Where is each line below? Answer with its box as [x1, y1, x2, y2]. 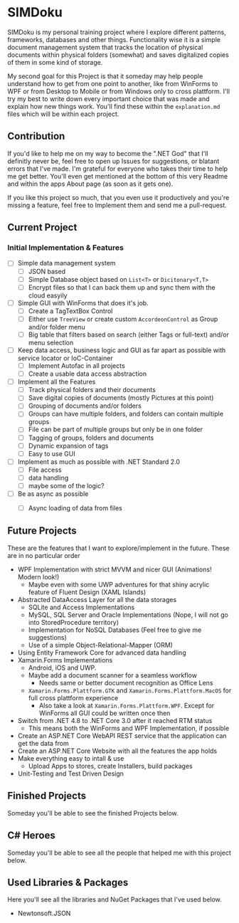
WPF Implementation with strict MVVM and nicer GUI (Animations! [17, 565, 212, 574]
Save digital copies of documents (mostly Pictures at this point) [28, 394, 214, 402]
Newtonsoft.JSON [17, 909, 71, 918]
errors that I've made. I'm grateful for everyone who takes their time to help [7, 164, 228, 173]
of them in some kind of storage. [7, 58, 103, 66]
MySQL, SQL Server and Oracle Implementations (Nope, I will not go [28, 610, 229, 619]
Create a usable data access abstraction [28, 369, 147, 378]
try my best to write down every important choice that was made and [7, 94, 210, 103]
